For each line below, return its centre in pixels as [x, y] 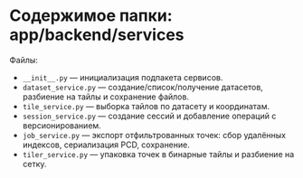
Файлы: [24, 60]
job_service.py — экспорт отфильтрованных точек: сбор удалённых [154, 135]
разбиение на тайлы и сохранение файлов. [106, 97]
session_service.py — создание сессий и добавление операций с [149, 116]
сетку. [34, 164]
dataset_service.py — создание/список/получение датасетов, [143, 87]
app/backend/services [97, 35]
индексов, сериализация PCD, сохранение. [106, 145]
